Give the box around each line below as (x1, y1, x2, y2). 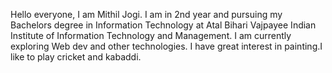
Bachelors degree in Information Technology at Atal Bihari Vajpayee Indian (10, 19, 317, 31)
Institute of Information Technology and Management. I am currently (10, 30, 292, 41)
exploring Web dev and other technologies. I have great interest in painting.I (10, 40, 323, 52)
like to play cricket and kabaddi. (10, 51, 142, 63)
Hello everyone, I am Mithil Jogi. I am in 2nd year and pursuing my (10, 9, 283, 20)
